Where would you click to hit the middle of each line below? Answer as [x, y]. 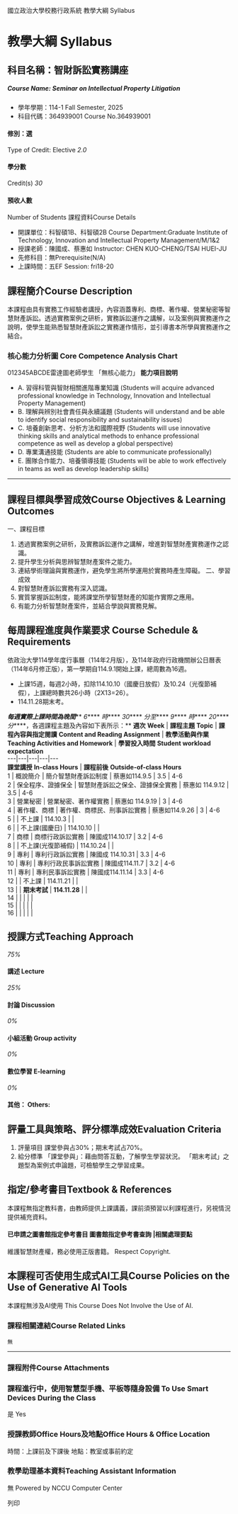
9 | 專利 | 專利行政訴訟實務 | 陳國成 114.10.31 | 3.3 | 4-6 [87, 854]
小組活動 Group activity [42, 1038]
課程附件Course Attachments [58, 1367]
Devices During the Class [52, 1398]
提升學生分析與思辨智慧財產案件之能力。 [76, 562]
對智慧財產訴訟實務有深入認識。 [64, 588]
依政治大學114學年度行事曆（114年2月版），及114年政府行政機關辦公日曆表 [114, 660]
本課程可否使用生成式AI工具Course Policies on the [119, 1276]
